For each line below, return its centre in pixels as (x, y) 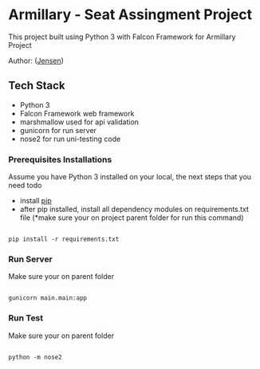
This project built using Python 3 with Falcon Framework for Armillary (122, 37)
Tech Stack (37, 86)
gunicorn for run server (58, 130)
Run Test (26, 318)
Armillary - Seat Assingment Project (130, 15)
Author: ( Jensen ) (36, 61)
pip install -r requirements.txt (64, 239)
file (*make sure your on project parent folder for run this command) (132, 218)
